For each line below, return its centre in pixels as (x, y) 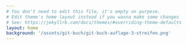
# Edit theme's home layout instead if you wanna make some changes (93, 17)
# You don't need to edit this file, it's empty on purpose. (83, 11)
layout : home (22, 28)
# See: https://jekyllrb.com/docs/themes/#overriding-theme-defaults (94, 22)
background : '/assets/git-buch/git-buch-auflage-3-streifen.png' (88, 33)
